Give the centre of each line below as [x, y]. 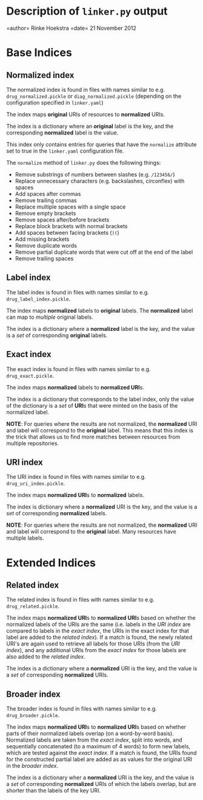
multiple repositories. [33, 443]
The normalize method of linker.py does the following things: [84, 162]
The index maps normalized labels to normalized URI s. [75, 387]
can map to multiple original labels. [50, 317]
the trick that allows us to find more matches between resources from [93, 437]
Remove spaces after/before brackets [62, 220]
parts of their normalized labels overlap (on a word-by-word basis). [90, 734]
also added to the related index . [46, 657]
